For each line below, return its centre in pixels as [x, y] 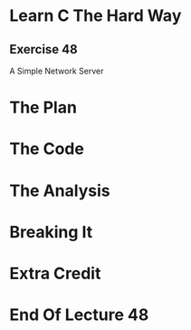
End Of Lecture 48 [79, 315]
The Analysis [60, 190]
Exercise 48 [44, 49]
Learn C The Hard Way [95, 16]
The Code [47, 149]
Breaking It [51, 232]
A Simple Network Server [57, 71]
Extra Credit [55, 273]
